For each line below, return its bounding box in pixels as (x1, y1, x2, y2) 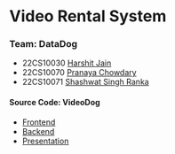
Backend (21, 126, 55, 136)
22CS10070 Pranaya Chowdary (21, 67, 137, 78)
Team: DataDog (9, 38, 78, 50)
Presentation (21, 135, 69, 146)
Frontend (21, 117, 56, 127)
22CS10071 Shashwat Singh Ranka (21, 77, 149, 88)
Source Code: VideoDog (9, 97, 100, 108)
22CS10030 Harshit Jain (21, 58, 112, 68)
